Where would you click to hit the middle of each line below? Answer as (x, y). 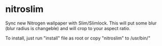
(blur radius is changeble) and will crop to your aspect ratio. (68, 28)
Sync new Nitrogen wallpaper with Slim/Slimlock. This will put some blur (81, 23)
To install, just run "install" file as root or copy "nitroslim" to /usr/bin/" (78, 38)
